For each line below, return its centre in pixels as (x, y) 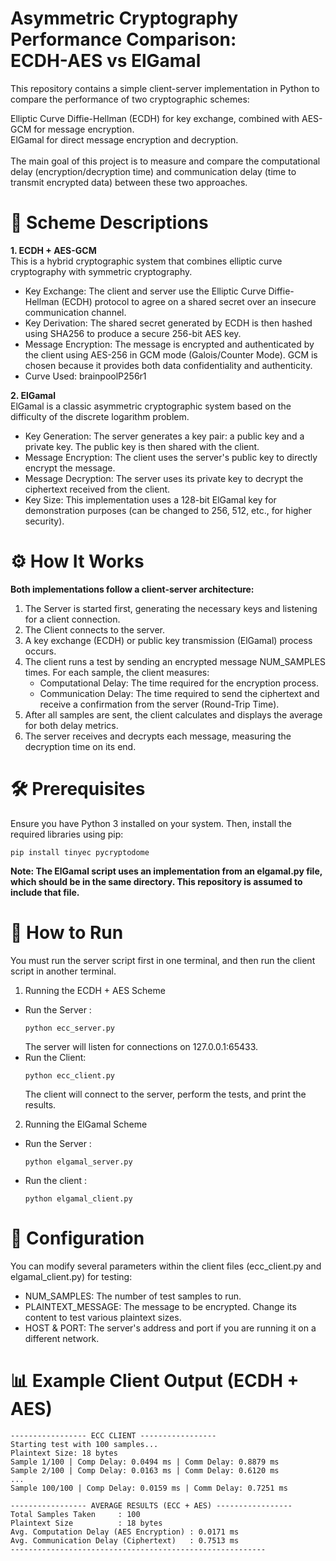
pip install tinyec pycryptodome (80, 852)
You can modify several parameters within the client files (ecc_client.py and (166, 1266)
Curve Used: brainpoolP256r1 (85, 376)
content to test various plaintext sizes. (103, 1317)
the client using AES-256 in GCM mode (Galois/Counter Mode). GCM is (171, 354)
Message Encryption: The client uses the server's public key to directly (171, 457)
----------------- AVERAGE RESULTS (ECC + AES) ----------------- (151, 1505)
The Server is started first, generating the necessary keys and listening (171, 608)
